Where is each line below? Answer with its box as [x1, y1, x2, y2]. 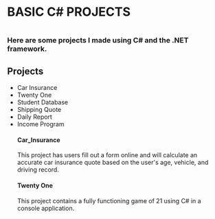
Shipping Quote [16, 106, 62, 114]
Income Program [16, 120, 65, 128]
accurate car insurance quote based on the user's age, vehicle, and [16, 159, 209, 167]
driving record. [16, 165, 60, 174]
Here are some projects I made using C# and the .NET [7, 36, 189, 45]
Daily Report [16, 113, 53, 121]
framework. [7, 44, 47, 54]
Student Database [16, 98, 69, 106]
